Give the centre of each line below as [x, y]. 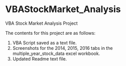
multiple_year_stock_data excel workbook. [56, 53]
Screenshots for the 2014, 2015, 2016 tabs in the [62, 48]
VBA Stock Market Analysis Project [42, 23]
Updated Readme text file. [40, 58]
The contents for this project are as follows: [50, 33]
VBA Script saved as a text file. [45, 43]
